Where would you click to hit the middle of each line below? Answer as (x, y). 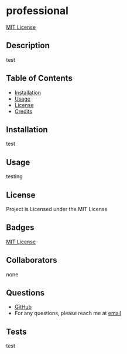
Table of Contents (40, 79)
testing (14, 176)
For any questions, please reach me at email (68, 313)
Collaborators (32, 260)
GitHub (23, 307)
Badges (20, 228)
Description (28, 46)
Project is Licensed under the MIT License (57, 209)
